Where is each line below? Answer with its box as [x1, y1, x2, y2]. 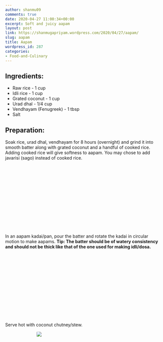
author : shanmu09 [5, 7, 41, 12]
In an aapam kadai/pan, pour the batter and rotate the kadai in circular [5, 233, 149, 239]
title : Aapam [5, 40, 32, 45]
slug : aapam [5, 35, 30, 40]
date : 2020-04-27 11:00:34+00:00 [5, 16, 75, 21]
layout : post [5, 26, 32, 31]
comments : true [5, 12, 37, 17]
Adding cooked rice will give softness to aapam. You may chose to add [5, 150, 151, 156]
